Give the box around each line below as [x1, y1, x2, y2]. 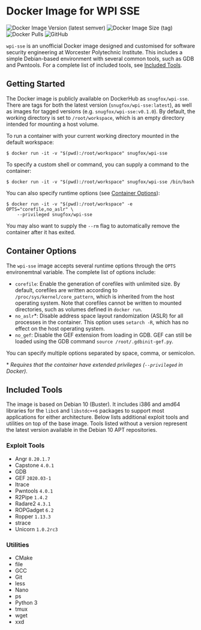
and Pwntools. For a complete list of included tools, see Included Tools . [6, 61, 182, 69]
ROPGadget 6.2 [14, 506, 54, 513]
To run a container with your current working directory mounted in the [6, 132, 179, 139]
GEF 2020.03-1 [14, 474, 52, 481]
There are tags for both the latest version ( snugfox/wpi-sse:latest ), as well [6, 101, 192, 108]
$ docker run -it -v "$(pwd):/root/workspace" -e [6, 201, 133, 207]
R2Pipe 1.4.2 [14, 493, 48, 501]
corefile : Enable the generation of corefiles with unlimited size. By [14, 280, 181, 287]
